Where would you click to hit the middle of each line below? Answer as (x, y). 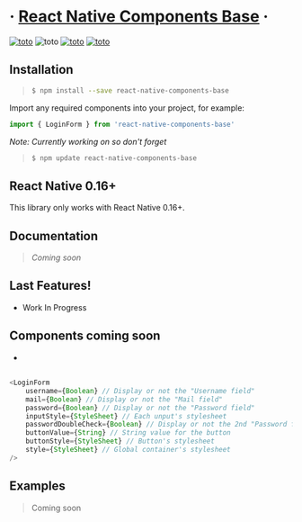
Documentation (54, 236)
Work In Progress (54, 307)
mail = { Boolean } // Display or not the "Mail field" (124, 399)
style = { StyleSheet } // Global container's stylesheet (128, 450)
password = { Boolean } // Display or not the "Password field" (140, 408)
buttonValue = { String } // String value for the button (128, 433)
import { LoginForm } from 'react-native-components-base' (122, 124)
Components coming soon (85, 336)
